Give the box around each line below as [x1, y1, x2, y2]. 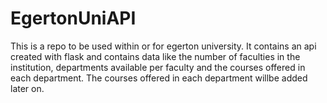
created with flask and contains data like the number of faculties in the [10, 50, 301, 62]
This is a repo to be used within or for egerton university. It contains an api [10, 40, 317, 52]
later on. [10, 82, 45, 94]
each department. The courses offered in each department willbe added [10, 72, 308, 84]
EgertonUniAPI [10, 7, 137, 30]
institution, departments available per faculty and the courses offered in [10, 61, 306, 73]
